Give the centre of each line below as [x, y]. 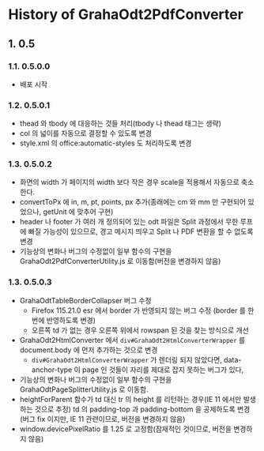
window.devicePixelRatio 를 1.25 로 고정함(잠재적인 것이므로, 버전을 [125, 429]
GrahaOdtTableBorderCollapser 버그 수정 [85, 300]
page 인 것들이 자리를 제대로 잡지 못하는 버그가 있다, [163, 370]
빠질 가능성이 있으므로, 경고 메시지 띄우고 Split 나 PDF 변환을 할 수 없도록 [141, 231]
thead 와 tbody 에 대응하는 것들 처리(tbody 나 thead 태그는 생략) [120, 123]
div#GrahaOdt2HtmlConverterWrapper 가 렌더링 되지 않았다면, [127, 359]
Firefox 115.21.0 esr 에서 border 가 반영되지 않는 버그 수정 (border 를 [139, 310]
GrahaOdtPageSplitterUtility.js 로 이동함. [84, 389]
